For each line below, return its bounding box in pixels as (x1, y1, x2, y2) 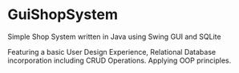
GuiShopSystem (7, 6, 118, 24)
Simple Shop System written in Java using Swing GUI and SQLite (7, 32, 221, 41)
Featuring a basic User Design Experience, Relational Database (7, 47, 217, 56)
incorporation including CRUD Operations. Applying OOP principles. (7, 56, 232, 65)
